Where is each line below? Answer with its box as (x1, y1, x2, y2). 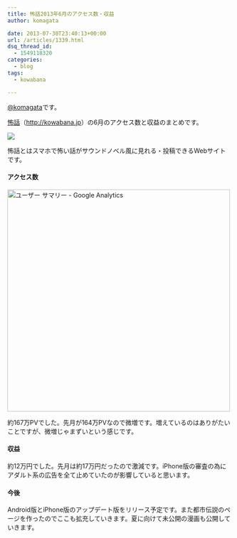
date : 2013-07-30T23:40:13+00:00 (7, 30, 107, 37)
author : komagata (7, 17, 59, 24)
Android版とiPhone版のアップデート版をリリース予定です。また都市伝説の (7, 505, 225, 514)
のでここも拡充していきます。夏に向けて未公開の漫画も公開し (44, 515, 225, 523)
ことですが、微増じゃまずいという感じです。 (7, 427, 137, 436)
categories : (7, 56, 43, 64)
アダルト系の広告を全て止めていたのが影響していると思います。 (7, 470, 194, 479)
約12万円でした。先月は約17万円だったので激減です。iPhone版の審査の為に (7, 461, 226, 470)
